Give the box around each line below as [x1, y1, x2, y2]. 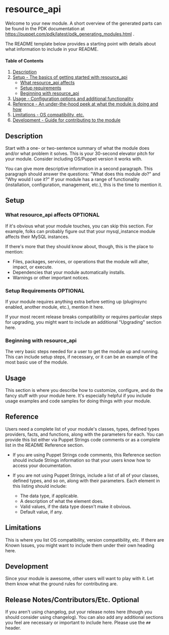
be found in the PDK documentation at [5, 25, 85, 31]
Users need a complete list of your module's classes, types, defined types [5, 426, 160, 432]
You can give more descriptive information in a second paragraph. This [5, 165, 153, 171]
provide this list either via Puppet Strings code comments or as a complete [5, 436, 160, 442]
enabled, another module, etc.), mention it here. [5, 304, 104, 310]
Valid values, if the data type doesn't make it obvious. [20, 503, 132, 509]
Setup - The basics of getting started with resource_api [12, 74, 128, 80]
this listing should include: [12, 483, 67, 489]
